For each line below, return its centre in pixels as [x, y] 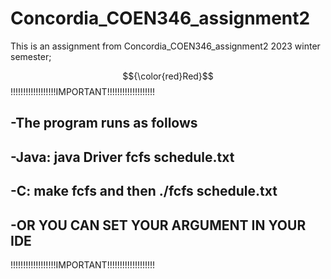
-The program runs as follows [104, 123]
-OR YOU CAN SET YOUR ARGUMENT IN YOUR [158, 225]
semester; [31, 56]
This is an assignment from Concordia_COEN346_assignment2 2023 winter [165, 46]
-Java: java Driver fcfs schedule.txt [122, 157]
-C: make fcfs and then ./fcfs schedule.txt [144, 191]
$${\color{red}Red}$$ [168, 76]
